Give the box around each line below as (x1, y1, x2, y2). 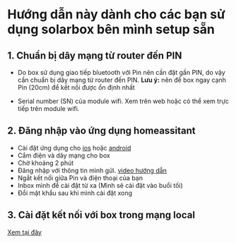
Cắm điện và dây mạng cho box (17, 151, 111, 160)
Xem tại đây (7, 227, 42, 236)
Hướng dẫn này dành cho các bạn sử (7, 6, 226, 23)
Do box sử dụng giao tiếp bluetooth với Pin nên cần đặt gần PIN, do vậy (17, 69, 226, 76)
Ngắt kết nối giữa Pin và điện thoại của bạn (17, 173, 143, 182)
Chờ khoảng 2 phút (17, 158, 74, 167)
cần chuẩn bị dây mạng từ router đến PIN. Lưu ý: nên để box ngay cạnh (17, 76, 227, 84)
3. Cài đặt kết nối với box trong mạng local (7, 209, 196, 221)
